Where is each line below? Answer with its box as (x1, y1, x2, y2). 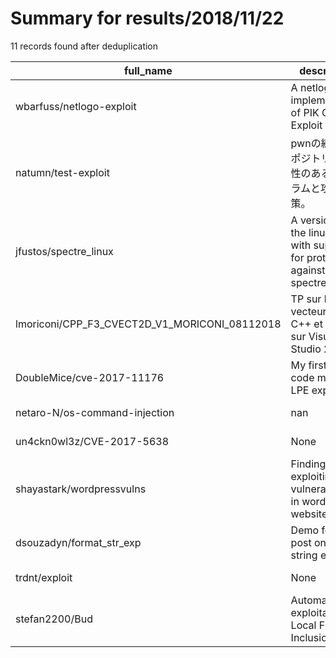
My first (290, 358, 327, 372)
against (290, 263, 326, 277)
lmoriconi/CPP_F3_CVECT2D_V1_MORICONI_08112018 (15, 317, 282, 331)
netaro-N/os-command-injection (15, 405, 175, 419)
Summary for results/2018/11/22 (10, 7, 285, 30)
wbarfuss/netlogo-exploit (15, 99, 137, 113)
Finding (290, 457, 327, 471)
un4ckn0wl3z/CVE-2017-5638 (15, 434, 170, 448)
